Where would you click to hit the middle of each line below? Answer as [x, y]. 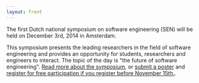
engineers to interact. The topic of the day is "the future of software [92, 60]
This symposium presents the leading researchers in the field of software [99, 47]
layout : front [24, 12]
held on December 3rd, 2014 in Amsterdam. [62, 35]
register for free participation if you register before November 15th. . [91, 73]
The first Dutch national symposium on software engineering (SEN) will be [100, 29]
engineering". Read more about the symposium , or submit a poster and [96, 67]
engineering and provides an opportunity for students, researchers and [96, 54]
